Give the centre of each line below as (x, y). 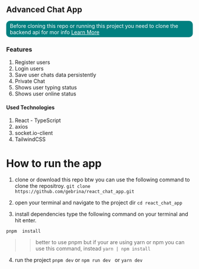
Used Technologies (31, 107)
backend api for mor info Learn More (54, 32)
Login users (29, 69)
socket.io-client (34, 133)
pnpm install (24, 231)
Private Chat (30, 81)
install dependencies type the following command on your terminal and (101, 214)
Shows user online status (45, 94)
